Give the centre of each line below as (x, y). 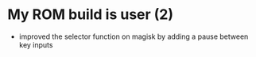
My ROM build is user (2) (91, 15)
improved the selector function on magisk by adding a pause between (134, 36)
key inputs (36, 44)
